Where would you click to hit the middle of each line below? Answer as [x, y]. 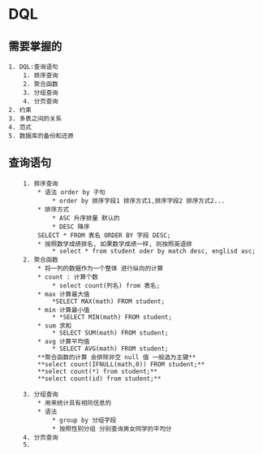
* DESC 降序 [71, 227]
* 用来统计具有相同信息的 [75, 403]
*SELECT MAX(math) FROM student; [108, 301]
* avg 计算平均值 [64, 341]
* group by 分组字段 [84, 420]
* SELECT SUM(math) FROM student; [110, 333]
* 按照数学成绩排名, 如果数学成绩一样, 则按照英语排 [115, 244]
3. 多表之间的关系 [35, 119]
